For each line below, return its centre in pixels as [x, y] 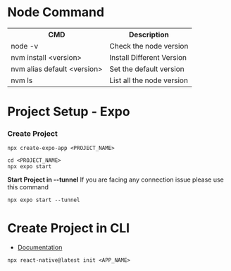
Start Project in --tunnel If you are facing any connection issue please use [115, 179]
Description [149, 34]
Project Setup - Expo [69, 112]
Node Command [56, 12]
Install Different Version [148, 57]
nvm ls [22, 80]
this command [28, 187]
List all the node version [149, 80]
